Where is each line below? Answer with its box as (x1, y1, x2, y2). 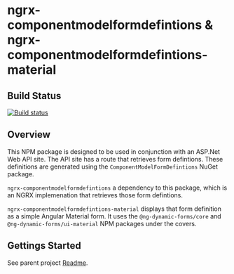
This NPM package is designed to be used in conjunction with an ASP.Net (7, 147, 221, 156)
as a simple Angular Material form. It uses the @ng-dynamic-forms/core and (7, 211, 222, 220)
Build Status (7, 90, 62, 102)
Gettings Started (7, 240, 82, 252)
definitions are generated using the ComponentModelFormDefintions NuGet (7, 162, 219, 171)
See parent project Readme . (7, 259, 88, 267)
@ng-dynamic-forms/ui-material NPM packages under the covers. (7, 219, 197, 228)
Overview (7, 129, 51, 141)
